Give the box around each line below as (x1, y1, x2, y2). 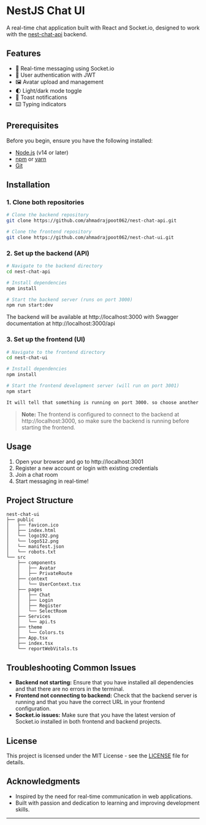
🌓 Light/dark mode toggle (15, 87, 82, 94)
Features (6, 49, 41, 59)
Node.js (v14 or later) (15, 149, 69, 156)
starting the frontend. (21, 423, 75, 431)
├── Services (17, 614, 51, 620)
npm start (6, 388, 32, 394)
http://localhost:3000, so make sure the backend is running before (21, 417, 189, 424)
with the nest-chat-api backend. (6, 30, 88, 37)
